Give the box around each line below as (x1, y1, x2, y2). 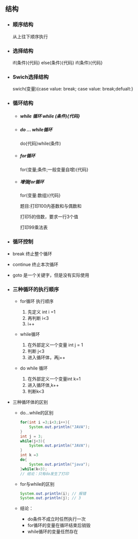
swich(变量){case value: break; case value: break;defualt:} (12, 86, 133, 92)
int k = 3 (20, 453, 39, 458)
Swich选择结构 (12, 73, 49, 80)
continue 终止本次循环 (12, 261, 59, 267)
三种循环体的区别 (12, 399, 48, 405)
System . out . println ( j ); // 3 (20, 496, 81, 501)
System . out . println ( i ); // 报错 (20, 491, 86, 496)
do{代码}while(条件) (20, 140, 61, 146)
